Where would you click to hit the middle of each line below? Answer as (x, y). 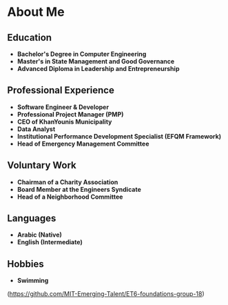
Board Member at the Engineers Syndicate (79, 189)
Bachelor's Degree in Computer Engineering (82, 54)
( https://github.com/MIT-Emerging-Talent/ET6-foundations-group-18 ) (106, 294)
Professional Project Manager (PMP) (70, 114)
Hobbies (26, 264)
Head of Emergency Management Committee (83, 144)
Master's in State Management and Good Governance (96, 61)
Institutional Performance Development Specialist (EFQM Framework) (119, 136)
